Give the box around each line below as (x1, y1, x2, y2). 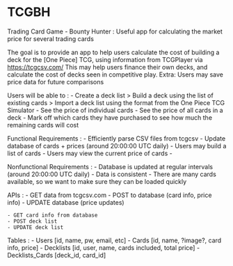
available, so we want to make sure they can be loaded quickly (7, 177, 187, 185)
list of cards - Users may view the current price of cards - (7, 149, 172, 157)
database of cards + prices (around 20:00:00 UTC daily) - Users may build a (7, 141, 227, 150)
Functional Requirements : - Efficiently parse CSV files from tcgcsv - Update (7, 134, 226, 143)
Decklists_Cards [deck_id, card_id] (7, 251, 106, 259)
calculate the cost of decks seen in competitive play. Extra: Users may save (7, 70, 224, 79)
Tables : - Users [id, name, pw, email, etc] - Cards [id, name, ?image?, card (7, 236, 222, 244)
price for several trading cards (7, 34, 94, 42)
